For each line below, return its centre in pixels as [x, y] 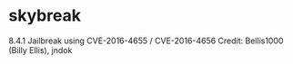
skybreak [45, 16]
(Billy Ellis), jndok [40, 50]
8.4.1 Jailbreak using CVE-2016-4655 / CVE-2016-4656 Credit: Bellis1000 [146, 41]
